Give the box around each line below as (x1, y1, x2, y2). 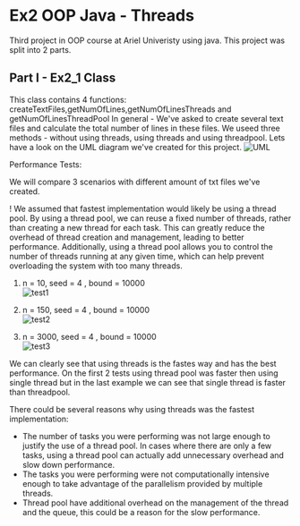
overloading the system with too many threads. (9, 260, 184, 271)
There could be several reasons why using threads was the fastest (9, 403, 255, 414)
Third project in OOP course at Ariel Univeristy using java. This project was (9, 35, 286, 46)
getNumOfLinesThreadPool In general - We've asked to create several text (9, 113, 284, 123)
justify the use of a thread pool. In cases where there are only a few (21, 440, 272, 451)
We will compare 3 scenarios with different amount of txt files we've (9, 176, 261, 187)
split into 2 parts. (9, 44, 72, 55)
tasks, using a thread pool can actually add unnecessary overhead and (21, 449, 285, 461)
